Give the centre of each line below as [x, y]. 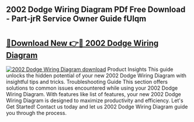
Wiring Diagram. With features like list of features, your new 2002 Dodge [93, 94]
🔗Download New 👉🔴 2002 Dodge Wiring [82, 43]
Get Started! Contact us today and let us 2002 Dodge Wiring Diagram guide [97, 107]
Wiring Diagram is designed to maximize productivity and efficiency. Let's [95, 100]
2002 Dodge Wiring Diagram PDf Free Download [96, 10]
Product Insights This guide [140, 69]
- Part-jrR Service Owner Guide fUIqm [76, 19]
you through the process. [37, 113]
